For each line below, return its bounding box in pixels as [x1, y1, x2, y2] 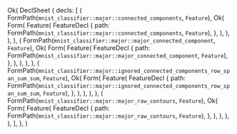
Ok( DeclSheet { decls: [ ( [7, 6, 82, 14]
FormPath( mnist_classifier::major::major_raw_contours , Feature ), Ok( [7, 96, 218, 105]
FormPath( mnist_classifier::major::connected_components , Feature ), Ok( [7, 13, 225, 22]
